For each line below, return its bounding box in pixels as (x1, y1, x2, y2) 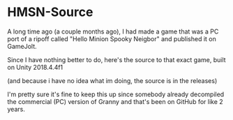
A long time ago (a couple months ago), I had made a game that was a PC (7, 27, 219, 36)
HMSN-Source (7, 4, 93, 20)
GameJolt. (7, 42, 37, 50)
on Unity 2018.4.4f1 (7, 63, 63, 71)
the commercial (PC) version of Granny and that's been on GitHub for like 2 (7, 97, 223, 105)
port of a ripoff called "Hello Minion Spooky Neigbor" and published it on (7, 34, 216, 43)
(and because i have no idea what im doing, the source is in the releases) (7, 76, 218, 84)
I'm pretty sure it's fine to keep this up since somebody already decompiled (7, 90, 225, 98)
